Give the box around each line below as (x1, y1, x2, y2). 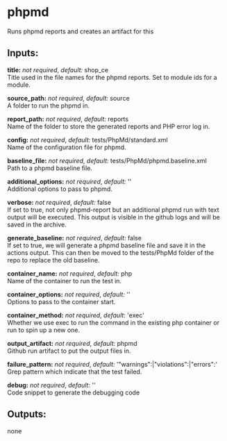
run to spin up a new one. (7, 326, 81, 334)
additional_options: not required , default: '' (7, 177, 132, 185)
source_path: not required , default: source (7, 94, 130, 102)
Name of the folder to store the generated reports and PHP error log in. (7, 122, 210, 131)
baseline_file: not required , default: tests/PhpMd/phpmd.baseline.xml (7, 156, 207, 165)
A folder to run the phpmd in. (7, 101, 90, 110)
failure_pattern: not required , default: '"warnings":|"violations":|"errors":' (7, 360, 217, 368)
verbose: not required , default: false (7, 198, 112, 206)
